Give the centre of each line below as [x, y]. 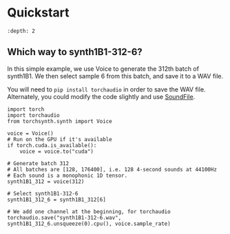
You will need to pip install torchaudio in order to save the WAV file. [106, 89]
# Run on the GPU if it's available [60, 139]
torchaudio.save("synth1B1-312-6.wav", [64, 217]
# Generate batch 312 [38, 163]
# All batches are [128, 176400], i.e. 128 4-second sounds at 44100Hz [112, 169]
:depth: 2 [21, 31]
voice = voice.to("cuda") [57, 151]
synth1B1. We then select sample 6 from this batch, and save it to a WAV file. [115, 76]
